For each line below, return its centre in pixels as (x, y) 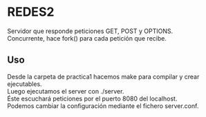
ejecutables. (25, 84)
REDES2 (31, 12)
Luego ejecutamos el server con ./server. (66, 91)
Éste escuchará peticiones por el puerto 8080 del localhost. (92, 98)
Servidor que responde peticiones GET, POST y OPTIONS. (90, 31)
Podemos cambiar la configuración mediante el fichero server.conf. (103, 106)
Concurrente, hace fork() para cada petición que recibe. (87, 38)
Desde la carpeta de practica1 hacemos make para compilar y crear (103, 76)
